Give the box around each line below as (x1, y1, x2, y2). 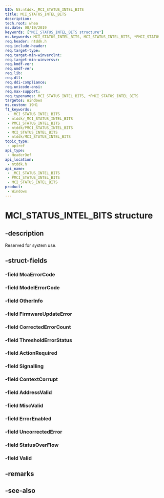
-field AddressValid (5, 389, 52, 396)
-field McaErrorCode (5, 271, 55, 278)
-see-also (5, 486, 36, 495)
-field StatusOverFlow (5, 441, 59, 448)
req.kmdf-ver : (5, 62, 34, 66)
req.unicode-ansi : (5, 84, 42, 89)
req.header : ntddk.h (5, 39, 47, 44)
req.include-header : (5, 43, 47, 48)
